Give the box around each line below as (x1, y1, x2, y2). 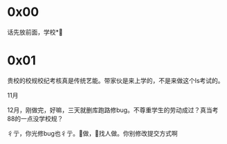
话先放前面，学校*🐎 (7, 28, 64, 36)
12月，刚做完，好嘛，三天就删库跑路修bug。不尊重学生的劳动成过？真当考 (7, 105, 219, 114)
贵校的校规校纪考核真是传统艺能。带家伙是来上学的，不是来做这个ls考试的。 (7, 76, 224, 84)
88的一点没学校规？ (7, 114, 64, 123)
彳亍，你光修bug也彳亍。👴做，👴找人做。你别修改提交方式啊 (7, 129, 178, 137)
